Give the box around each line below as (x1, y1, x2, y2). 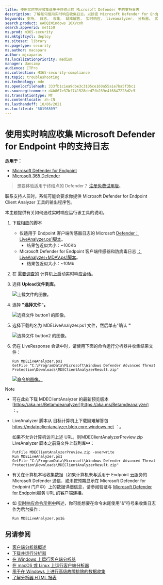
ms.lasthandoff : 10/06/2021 (5, 102, 62, 107)
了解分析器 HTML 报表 (12, 574, 57, 580)
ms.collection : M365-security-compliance (5, 70, 90, 75)
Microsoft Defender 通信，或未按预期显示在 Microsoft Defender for (12, 478, 146, 484)
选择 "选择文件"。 (12, 301, 49, 307)
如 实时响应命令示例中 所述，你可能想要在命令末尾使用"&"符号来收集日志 (12, 500, 156, 506)
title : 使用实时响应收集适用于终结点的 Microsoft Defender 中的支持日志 (5, 7, 140, 12)
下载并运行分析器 (12, 550, 47, 556)
